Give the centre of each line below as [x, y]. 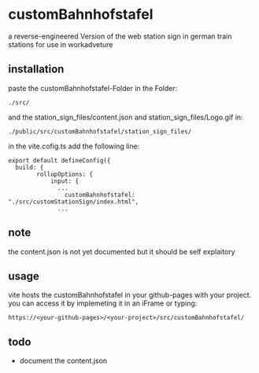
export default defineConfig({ [59, 160]
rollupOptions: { [65, 174]
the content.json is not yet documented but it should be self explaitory [122, 251]
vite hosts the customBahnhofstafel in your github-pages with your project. [130, 295]
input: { [65, 181]
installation [36, 69]
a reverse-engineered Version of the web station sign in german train [120, 36]
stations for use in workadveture [61, 44]
